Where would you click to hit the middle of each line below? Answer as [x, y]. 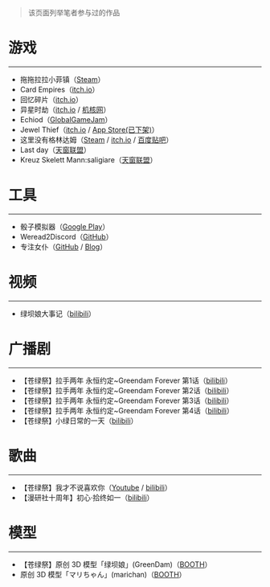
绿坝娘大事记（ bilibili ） [58, 314]
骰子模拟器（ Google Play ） [65, 226]
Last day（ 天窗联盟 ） [55, 150]
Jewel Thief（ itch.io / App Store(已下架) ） [89, 129]
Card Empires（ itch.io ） [59, 89]
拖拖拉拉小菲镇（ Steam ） [62, 79]
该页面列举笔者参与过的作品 [74, 12]
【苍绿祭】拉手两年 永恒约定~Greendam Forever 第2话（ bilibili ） [127, 390]
